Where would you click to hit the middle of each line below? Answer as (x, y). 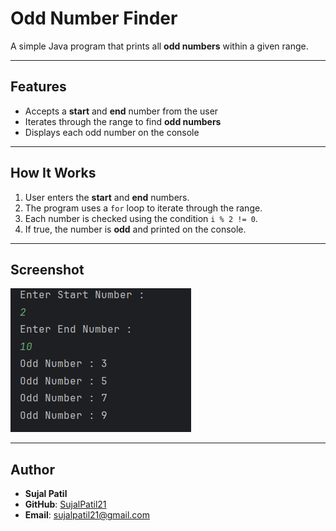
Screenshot (47, 269)
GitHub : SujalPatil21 (65, 504)
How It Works (53, 173)
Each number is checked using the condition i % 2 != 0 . (141, 218)
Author (32, 469)
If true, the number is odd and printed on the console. (135, 229)
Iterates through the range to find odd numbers (123, 121)
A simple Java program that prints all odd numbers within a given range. (159, 46)
